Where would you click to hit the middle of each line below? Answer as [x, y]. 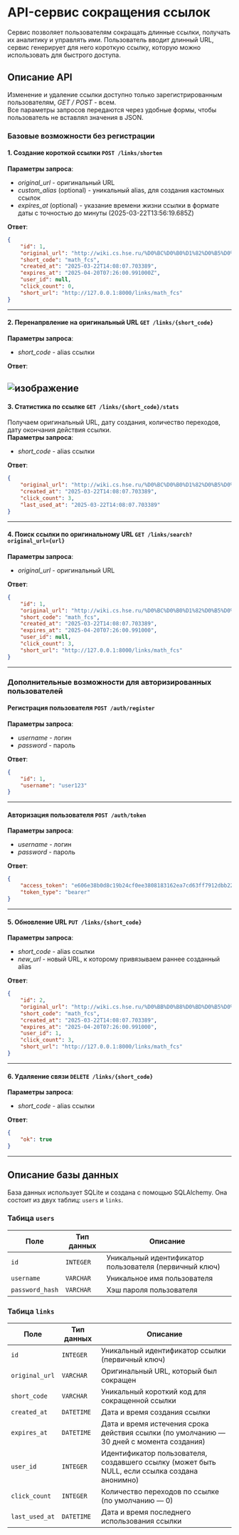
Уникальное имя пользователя [160, 1278]
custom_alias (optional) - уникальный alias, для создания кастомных [121, 190]
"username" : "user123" [54, 785]
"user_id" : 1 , [41, 1033]
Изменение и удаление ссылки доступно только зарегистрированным [115, 94]
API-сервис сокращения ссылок [109, 12]
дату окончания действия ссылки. [59, 430]
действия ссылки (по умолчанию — [163, 1433]
